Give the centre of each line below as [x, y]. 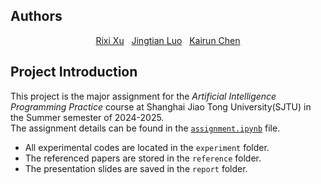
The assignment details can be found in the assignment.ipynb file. [145, 128]
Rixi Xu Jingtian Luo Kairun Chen [168, 40]
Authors [36, 16]
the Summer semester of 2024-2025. [87, 117]
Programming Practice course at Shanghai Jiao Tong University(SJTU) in [161, 106]
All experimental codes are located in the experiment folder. [147, 147]
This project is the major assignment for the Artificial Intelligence [143, 96]
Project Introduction [74, 72]
